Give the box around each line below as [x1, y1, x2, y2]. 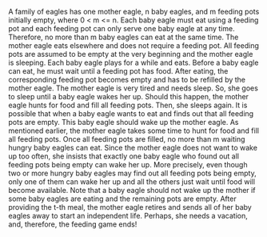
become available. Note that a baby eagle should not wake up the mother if [8, 186, 256, 195]
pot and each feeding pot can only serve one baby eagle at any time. [8, 24, 235, 33]
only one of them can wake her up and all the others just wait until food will [8, 177, 256, 187]
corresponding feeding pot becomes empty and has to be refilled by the [8, 75, 246, 84]
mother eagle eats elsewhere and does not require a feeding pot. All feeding [8, 41, 260, 50]
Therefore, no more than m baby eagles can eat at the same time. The [8, 32, 239, 42]
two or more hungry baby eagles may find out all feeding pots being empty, [8, 168, 257, 178]
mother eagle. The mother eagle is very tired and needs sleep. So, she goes [8, 83, 258, 93]
